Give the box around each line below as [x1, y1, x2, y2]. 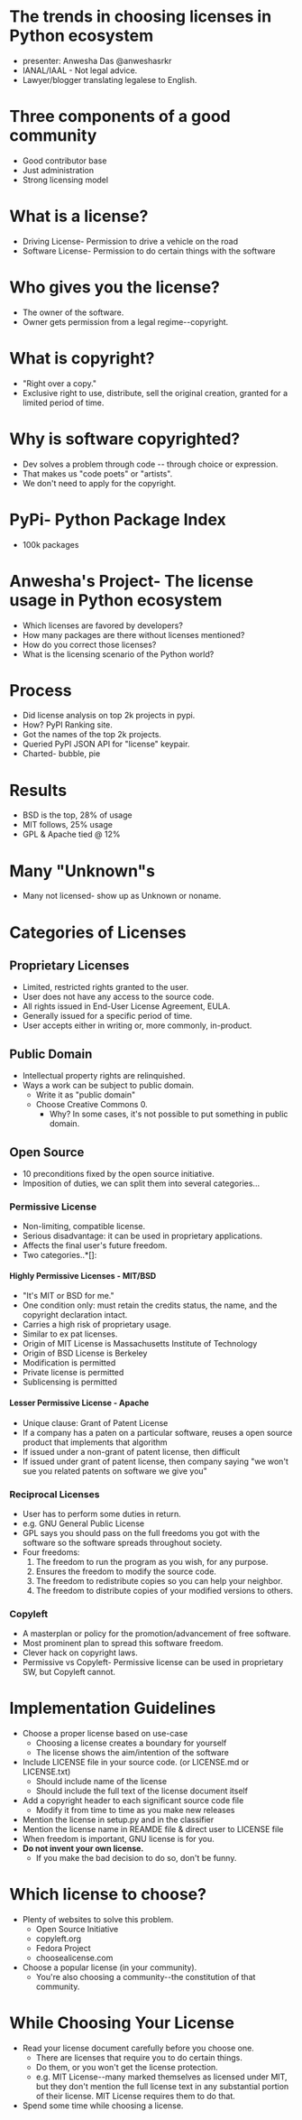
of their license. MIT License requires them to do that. [35, 2091, 236, 2102]
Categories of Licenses [9, 922, 187, 942]
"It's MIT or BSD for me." [22, 1291, 114, 1301]
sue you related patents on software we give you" [22, 1465, 207, 1477]
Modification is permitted [22, 1357, 116, 1368]
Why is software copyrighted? [9, 429, 241, 449]
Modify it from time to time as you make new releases [35, 1805, 236, 1816]
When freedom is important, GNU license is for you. [22, 1834, 215, 1845]
